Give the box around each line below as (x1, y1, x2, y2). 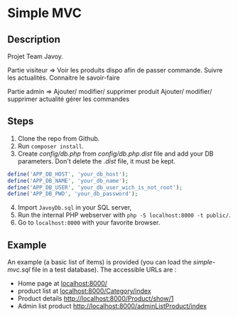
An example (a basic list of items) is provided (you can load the (7, 258, 192, 267)
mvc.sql (7, 265, 31, 274)
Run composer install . (17, 141, 84, 150)
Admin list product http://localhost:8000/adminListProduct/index (17, 302, 207, 311)
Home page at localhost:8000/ (17, 279, 108, 288)
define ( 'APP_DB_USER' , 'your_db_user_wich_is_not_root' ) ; (7, 183, 183, 191)
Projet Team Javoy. (7, 52, 64, 60)
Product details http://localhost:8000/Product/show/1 (17, 294, 174, 303)
